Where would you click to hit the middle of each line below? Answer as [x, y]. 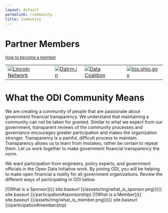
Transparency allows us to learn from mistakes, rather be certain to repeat [82, 143]
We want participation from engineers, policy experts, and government [78, 163]
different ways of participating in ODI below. [50, 179]
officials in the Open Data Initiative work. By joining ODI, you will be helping [82, 169]
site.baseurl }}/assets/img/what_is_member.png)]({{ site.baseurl [71, 200]
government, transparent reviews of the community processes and [74, 127]
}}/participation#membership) [36, 205]
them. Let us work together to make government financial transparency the [82, 148]
